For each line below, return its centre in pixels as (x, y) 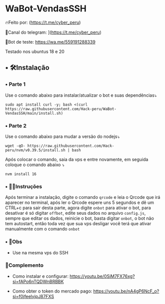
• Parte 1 (15, 84)
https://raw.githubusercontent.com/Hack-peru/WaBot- (61, 109)
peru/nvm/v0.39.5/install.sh (35, 150)
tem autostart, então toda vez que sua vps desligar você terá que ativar (78, 224)
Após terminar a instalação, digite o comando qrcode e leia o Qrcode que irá (83, 197)
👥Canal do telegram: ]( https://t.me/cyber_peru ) (53, 32)
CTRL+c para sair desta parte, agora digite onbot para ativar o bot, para (78, 208)
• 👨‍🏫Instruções (24, 186)
